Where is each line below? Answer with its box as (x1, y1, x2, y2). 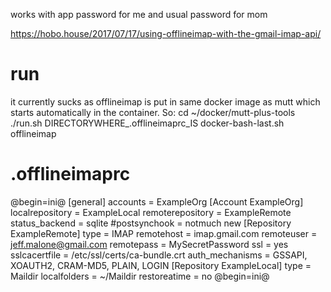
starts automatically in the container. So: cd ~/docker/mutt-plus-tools (10, 106, 296, 118)
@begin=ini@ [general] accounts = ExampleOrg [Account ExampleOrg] (10, 195, 304, 208)
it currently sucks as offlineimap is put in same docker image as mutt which (10, 95, 321, 108)
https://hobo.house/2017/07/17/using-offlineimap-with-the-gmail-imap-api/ (10, 28, 322, 39)
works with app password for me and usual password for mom (10, 9, 268, 20)
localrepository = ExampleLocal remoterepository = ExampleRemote (10, 206, 292, 218)
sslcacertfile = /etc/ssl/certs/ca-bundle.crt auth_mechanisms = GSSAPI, (10, 249, 308, 261)
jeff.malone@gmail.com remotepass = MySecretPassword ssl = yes (10, 238, 289, 250)
